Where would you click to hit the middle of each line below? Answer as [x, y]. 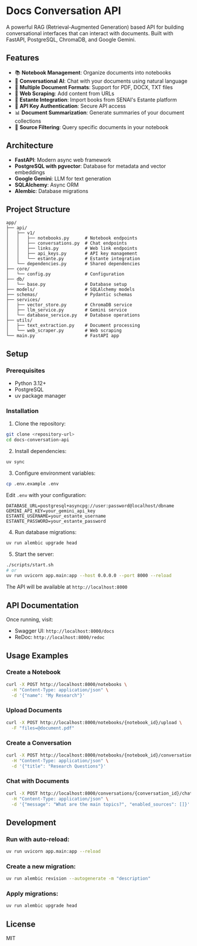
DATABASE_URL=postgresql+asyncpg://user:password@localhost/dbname [90, 506]
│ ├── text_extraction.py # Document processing [73, 326]
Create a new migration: [41, 866]
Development [31, 822]
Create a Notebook [33, 672]
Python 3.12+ [30, 383]
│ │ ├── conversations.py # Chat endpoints [67, 244]
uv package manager [40, 396]
